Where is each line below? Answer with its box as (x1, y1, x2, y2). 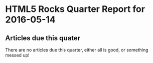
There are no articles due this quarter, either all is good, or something (5, 47, 149, 53)
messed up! (5, 52, 30, 58)
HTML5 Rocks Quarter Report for (5, 3, 145, 15)
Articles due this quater (5, 34, 81, 42)
